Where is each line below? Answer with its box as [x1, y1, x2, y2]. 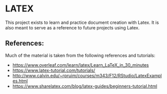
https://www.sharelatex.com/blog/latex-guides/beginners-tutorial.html [12, 83, 157, 89]
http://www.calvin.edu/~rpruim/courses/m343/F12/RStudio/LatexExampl [12, 73, 162, 79]
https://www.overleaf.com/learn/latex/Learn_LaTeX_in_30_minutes [12, 62, 149, 68]
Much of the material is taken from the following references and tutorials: [5, 52, 155, 58]
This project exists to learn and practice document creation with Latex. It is [5, 19, 159, 25]
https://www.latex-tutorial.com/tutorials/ [12, 67, 95, 73]
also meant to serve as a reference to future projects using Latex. [5, 24, 140, 30]
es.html [12, 78, 28, 84]
